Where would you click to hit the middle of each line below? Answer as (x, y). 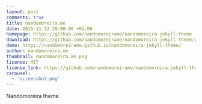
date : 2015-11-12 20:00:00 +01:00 (50, 29)
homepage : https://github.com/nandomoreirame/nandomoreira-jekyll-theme (99, 34)
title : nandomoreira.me (36, 23)
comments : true (25, 17)
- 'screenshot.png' (36, 79)
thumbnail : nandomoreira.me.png (47, 57)
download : (19, 40)
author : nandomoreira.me (37, 51)
